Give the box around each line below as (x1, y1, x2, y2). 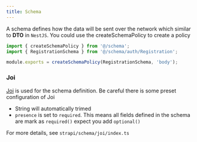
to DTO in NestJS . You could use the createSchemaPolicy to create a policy (6, 31, 190, 39)
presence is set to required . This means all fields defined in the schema (14, 111, 190, 118)
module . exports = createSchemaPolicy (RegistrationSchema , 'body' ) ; (6, 59, 178, 66)
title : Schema (6, 8, 42, 15)
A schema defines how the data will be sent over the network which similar (6, 25, 192, 32)
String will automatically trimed (14, 105, 92, 112)
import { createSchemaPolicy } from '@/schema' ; (6, 43, 130, 49)
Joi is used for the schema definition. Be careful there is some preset (6, 87, 177, 94)
